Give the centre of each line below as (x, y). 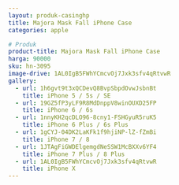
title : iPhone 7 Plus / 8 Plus (74, 154)
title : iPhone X (49, 169)
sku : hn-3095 (30, 67)
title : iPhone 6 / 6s (58, 110)
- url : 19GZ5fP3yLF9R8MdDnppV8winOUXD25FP (86, 103)
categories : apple (38, 30)
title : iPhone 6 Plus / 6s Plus (75, 125)
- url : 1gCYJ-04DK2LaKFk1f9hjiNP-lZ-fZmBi (86, 132)
